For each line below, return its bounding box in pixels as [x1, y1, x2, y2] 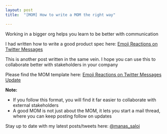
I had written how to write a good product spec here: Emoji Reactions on [5, 40, 158, 47]
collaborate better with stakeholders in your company [5, 61, 118, 68]
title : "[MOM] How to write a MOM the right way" [5, 12, 116, 17]
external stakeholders [12, 102, 59, 108]
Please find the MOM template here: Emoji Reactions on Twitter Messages [5, 71, 162, 77]
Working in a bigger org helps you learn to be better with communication [5, 31, 159, 37]
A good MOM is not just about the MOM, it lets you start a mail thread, [12, 107, 160, 114]
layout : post [5, 7, 33, 13]
